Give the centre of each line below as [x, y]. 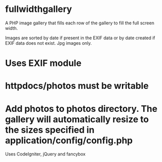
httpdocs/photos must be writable [77, 86]
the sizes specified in [50, 130]
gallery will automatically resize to [77, 119]
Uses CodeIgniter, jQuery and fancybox [45, 154]
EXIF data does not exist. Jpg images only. [49, 43]
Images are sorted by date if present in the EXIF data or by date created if [80, 38]
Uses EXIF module [43, 63]
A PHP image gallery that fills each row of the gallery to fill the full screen [80, 23]
